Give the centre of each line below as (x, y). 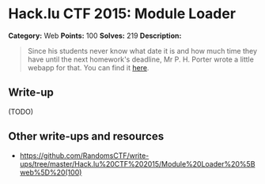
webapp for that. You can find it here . (88, 67)
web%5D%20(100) (51, 172)
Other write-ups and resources (86, 136)
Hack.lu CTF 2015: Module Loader (122, 14)
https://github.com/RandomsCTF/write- (84, 156)
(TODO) (21, 111)
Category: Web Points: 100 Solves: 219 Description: (95, 36)
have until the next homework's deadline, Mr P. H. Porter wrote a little (141, 59)
